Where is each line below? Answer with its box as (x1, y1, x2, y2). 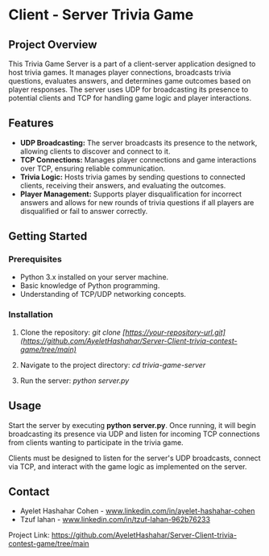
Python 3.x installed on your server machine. (19, 272, 169, 282)
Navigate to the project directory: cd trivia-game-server (19, 360, 206, 369)
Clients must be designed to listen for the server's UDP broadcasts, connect (8, 453, 261, 463)
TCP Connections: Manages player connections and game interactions (19, 154, 257, 164)
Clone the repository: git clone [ (19, 327, 126, 337)
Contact (8, 485, 50, 498)
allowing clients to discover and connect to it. (19, 146, 171, 156)
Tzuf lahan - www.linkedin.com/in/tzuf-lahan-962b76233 (19, 515, 211, 525)
